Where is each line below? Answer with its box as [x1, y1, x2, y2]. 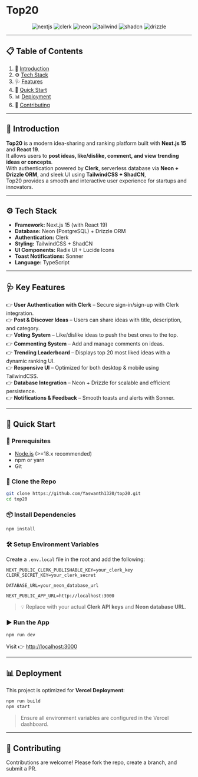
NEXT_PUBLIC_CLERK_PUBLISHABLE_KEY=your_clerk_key [6, 567, 133, 573]
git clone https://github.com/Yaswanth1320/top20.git [6, 491, 141, 497]
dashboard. [20, 720, 49, 728]
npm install [6, 526, 35, 532]
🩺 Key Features [6, 282, 65, 292]
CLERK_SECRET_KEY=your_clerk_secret [6, 572, 96, 579]
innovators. [6, 183, 34, 190]
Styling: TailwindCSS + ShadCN [14, 240, 93, 247]
